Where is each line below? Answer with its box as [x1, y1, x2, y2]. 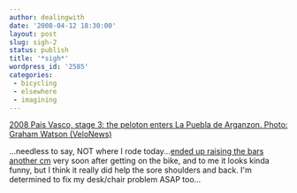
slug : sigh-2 [9, 37, 57, 47]
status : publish [9, 46, 69, 55]
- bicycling [12, 79, 57, 88]
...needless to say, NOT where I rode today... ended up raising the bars [9, 146, 264, 157]
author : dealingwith [9, 12, 86, 22]
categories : [9, 71, 53, 80]
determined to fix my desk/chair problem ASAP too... [9, 174, 202, 185]
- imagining [12, 95, 57, 104]
